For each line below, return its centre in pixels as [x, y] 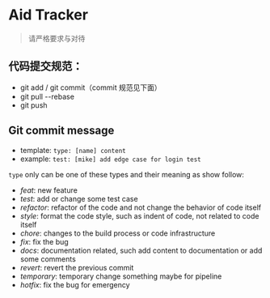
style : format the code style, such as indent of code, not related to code [139, 215]
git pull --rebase [47, 96]
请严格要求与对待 [57, 38]
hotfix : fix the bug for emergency [75, 284]
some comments [48, 259]
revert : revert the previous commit [77, 267]
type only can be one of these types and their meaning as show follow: [127, 174]
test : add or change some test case [79, 198]
